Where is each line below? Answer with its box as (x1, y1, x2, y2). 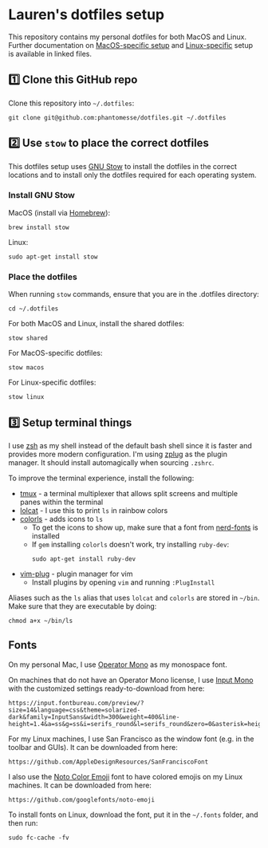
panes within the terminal (19, 497, 104, 507)
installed (31, 530, 60, 540)
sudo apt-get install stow (8, 253, 98, 261)
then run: (8, 818, 38, 827)
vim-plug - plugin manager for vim (19, 569, 133, 578)
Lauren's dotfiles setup (8, 6, 165, 24)
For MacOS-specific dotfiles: (8, 349, 103, 358)
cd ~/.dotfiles (8, 305, 59, 313)
